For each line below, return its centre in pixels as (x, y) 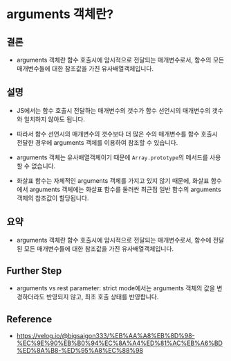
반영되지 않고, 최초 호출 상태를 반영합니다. (103, 297)
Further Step (34, 271)
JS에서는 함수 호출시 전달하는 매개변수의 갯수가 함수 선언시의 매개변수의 (113, 110)
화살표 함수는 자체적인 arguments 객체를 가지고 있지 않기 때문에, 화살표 (113, 180)
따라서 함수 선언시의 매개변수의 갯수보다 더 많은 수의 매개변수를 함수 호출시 (117, 134)
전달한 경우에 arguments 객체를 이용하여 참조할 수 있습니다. (97, 142)
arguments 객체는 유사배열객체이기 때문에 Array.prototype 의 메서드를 (112, 157)
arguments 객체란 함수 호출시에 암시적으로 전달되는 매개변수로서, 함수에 (114, 240)
